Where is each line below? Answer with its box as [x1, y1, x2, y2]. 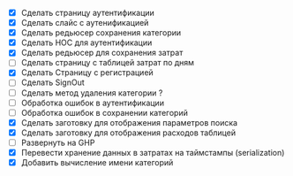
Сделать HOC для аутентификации [20, 37, 153, 48]
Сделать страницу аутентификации [20, 8, 155, 18]
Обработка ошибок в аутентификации [20, 97, 165, 108]
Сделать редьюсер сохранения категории [20, 27, 182, 38]
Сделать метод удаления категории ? [20, 88, 163, 98]
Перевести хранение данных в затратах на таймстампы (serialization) [20, 147, 285, 157]
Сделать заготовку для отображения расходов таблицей [20, 127, 236, 138]
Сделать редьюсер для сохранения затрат [20, 48, 184, 58]
